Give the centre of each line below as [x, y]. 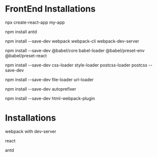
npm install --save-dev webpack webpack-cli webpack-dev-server [72, 41]
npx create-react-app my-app [35, 22]
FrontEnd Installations [50, 9]
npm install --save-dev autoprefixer [41, 89]
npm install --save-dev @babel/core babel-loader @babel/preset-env [75, 50]
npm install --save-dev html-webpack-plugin [50, 98]
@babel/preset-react [26, 55]
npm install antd [21, 31]
